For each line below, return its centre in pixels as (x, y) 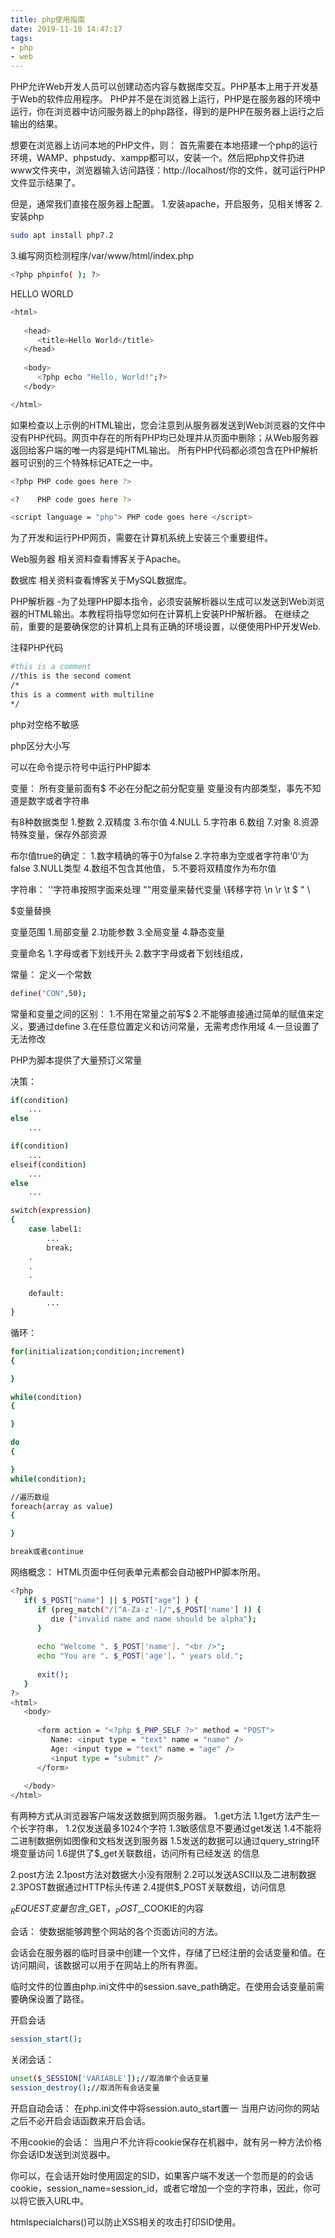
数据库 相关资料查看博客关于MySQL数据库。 (101, 580)
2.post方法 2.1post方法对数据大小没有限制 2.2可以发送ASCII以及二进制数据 (163, 1875)
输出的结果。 (36, 124)
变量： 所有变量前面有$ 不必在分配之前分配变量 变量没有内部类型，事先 (157, 788)
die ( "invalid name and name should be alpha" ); (153, 1619)
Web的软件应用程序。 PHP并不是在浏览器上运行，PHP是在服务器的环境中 (170, 99)
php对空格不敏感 (45, 724)
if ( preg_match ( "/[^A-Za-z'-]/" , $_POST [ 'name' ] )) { (149, 1609)
